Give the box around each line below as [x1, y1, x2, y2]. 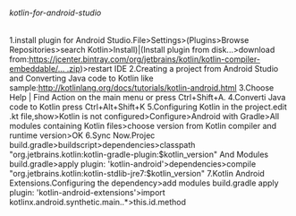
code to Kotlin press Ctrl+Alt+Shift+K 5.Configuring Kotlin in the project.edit [9, 101, 288, 112]
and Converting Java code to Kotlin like [9, 73, 154, 84]
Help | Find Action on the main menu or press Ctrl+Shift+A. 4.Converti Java [9, 92, 286, 103]
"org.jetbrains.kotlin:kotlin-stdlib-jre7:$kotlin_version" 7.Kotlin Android [9, 168, 266, 179]
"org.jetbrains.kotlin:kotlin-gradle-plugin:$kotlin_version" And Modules [9, 149, 269, 160]
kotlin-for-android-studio [9, 7, 102, 18]
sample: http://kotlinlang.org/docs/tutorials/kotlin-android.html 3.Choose [9, 82, 275, 93]
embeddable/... [9, 64, 65, 74]
